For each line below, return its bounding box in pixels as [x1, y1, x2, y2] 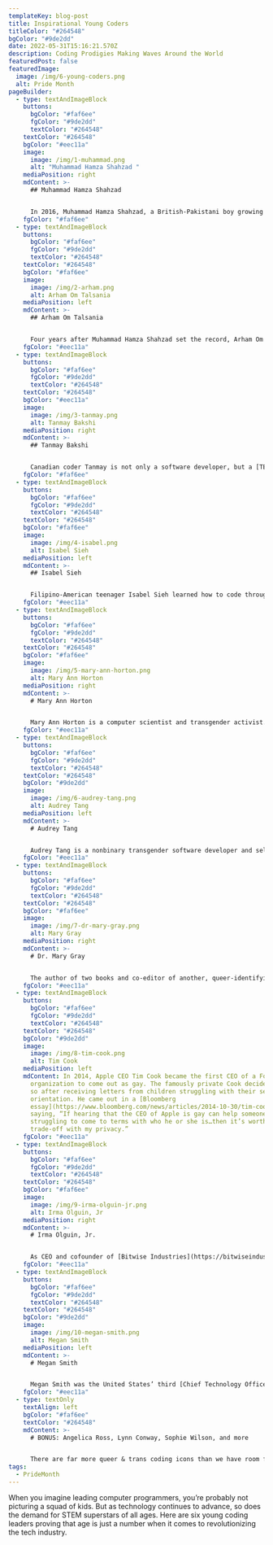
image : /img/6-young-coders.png [15, 72, 126, 81]
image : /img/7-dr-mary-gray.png [29, 922, 140, 930]
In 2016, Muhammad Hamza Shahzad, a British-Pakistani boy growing [29, 207, 264, 216]
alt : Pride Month [15, 80, 75, 88]
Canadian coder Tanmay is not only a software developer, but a [29, 463, 253, 472]
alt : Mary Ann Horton [29, 674, 104, 682]
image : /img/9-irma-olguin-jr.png [29, 1201, 148, 1209]
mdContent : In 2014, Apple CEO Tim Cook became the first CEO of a [23, 1072, 256, 1080]
